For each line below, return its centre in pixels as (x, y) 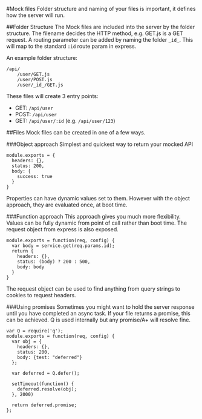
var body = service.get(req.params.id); (63, 246)
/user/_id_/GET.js (40, 85)
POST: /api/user (36, 114)
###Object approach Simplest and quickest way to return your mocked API (100, 144)
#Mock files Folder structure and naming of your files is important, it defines (101, 9)
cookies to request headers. (41, 295)
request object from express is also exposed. (63, 229)
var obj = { (27, 341)
